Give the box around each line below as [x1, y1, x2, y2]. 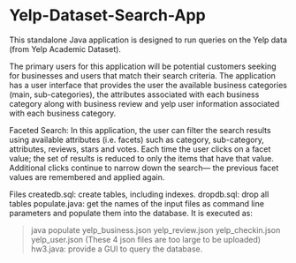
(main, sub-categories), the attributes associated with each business [9, 89, 260, 100]
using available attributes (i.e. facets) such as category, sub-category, [9, 134, 265, 145]
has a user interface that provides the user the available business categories [9, 79, 287, 90]
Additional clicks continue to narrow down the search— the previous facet [9, 162, 279, 173]
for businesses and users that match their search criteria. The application [9, 70, 277, 80]
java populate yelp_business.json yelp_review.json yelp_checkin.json [30, 224, 281, 235]
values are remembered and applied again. [9, 171, 165, 182]
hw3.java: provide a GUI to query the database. [30, 244, 203, 254]
